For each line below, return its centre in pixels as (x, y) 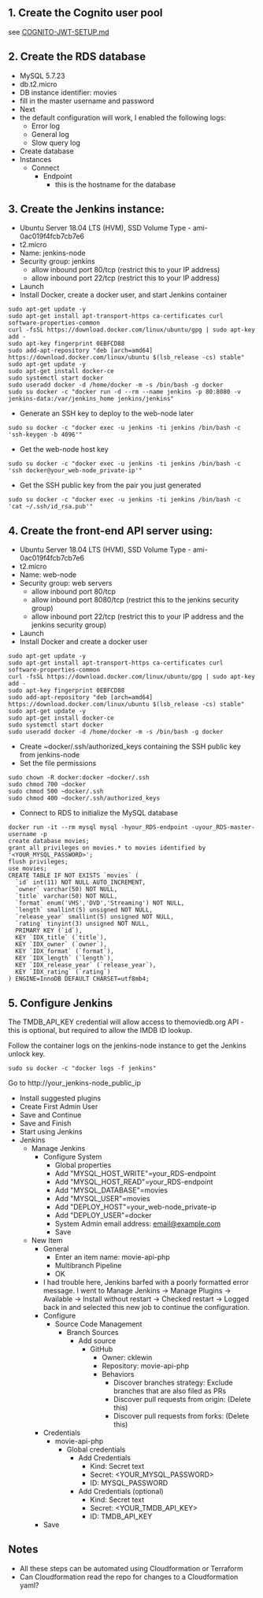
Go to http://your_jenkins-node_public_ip (75, 1083)
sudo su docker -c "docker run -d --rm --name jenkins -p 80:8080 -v (125, 392)
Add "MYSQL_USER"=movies (102, 1199)
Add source (97, 1341)
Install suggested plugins (60, 1098)
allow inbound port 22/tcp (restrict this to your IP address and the (137, 616)
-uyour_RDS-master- (224, 827)
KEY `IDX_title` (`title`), (61, 938)
